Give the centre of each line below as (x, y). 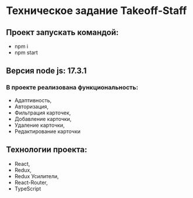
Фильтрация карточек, (43, 113)
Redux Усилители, (37, 176)
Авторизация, (31, 106)
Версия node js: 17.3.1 (46, 71)
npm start (26, 53)
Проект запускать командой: (62, 32)
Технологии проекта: (47, 150)
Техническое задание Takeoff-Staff (96, 11)
